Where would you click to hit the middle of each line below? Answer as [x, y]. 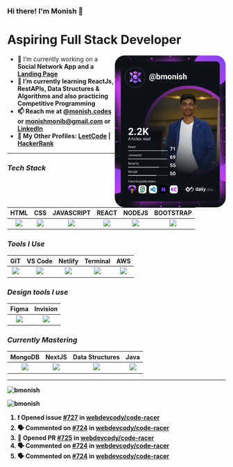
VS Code [40, 261]
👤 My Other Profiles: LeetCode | [64, 136]
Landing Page [37, 74]
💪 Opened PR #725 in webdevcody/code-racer [86, 438]
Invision [46, 309]
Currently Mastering [42, 340]
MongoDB [25, 357]
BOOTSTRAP [173, 213]
